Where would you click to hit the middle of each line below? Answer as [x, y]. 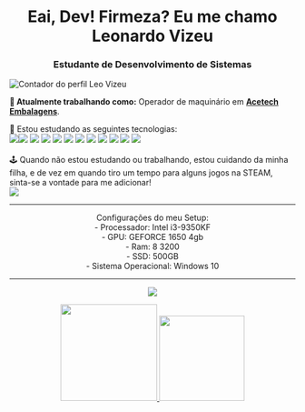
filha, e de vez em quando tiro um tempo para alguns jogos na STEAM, [142, 173]
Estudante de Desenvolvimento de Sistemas [152, 65]
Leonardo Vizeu [152, 36]
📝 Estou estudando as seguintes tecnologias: [93, 129]
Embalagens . [35, 112]
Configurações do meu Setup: [152, 218]
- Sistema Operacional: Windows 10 [152, 266]
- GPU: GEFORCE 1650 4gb [152, 237]
